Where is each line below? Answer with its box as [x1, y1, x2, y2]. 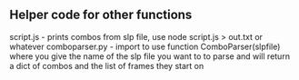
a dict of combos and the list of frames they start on [9, 60, 204, 71]
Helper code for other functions [9, 7, 193, 23]
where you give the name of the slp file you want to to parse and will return [9, 50, 291, 62]
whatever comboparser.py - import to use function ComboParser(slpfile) [9, 41, 281, 52]
